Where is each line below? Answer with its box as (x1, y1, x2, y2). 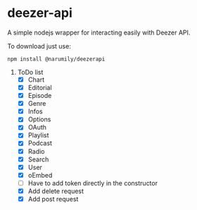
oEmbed (27, 171, 53, 179)
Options (27, 115, 51, 124)
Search (27, 155, 49, 163)
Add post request (27, 194, 79, 203)
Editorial (27, 83, 52, 92)
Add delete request (27, 187, 84, 195)
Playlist (27, 131, 49, 140)
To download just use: (7, 42, 72, 50)
